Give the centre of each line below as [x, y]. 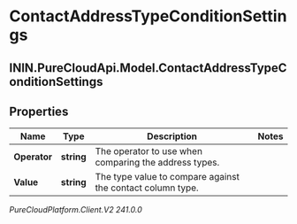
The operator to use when [149, 151]
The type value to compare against [168, 177]
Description [172, 136]
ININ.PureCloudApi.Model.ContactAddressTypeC [148, 68]
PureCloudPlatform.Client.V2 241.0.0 [76, 210]
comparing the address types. [157, 163]
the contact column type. [147, 188]
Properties [39, 111]
